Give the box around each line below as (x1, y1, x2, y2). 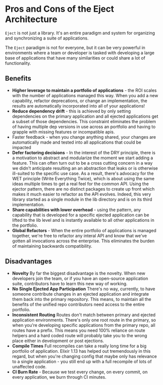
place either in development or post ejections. (12, 338, 105, 343)
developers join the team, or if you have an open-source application (12, 275, 148, 281)
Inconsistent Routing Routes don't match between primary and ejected (12, 312, 156, 318)
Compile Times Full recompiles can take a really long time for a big (12, 343, 147, 349)
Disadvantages (5, 257, 52, 266)
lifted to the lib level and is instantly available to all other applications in (12, 217, 155, 223)
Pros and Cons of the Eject (5, 3, 114, 15)
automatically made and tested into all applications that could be (12, 139, 142, 145)
